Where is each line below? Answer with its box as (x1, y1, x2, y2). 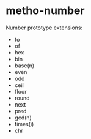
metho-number (5, 4, 85, 18)
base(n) (14, 62, 35, 69)
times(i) (14, 120, 34, 127)
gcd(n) (14, 114, 32, 121)
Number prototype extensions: (5, 24, 83, 31)
